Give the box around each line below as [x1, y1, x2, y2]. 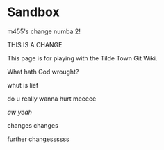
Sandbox [7, 4, 60, 20]
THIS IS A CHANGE [7, 40, 63, 49]
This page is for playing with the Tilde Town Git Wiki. [7, 53, 158, 62]
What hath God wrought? [7, 67, 79, 76]
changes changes [7, 121, 59, 129]
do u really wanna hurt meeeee [7, 94, 97, 103]
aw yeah [7, 108, 33, 116]
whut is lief [7, 81, 39, 89]
